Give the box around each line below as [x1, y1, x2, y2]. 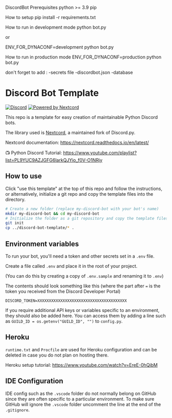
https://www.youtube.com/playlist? [63, 150, 137, 156]
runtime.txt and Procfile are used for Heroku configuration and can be [5, 346, 157, 352]
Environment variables [5, 239, 79, 248]
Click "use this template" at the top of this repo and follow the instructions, [5, 185, 163, 192]
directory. [5, 196, 26, 202]
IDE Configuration [5, 377, 63, 386]
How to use [5, 172, 42, 181]
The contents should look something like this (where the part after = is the [5, 283, 161, 289]
